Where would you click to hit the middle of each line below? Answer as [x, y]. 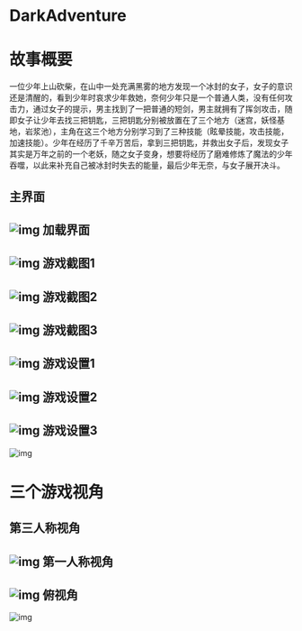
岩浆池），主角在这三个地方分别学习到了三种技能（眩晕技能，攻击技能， [157, 132]
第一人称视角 [78, 561]
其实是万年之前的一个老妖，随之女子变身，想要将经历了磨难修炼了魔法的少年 [151, 154]
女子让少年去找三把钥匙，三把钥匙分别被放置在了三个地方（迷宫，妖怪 [147, 120]
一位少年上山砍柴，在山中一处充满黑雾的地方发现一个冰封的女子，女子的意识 [151, 87]
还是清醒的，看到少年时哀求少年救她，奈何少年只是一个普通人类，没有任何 [147, 98]
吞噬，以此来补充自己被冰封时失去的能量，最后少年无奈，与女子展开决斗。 [147, 165]
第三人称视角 [45, 528]
